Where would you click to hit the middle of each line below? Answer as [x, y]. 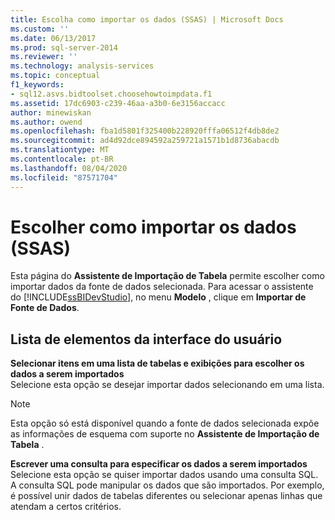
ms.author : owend [46, 122]
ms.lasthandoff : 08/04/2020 [69, 168]
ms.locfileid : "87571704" [64, 177]
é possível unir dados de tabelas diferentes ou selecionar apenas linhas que [166, 496]
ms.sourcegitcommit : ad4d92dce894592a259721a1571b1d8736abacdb [145, 141]
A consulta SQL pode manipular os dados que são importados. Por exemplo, [167, 485]
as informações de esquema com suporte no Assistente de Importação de [165, 434]
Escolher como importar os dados [153, 227]
